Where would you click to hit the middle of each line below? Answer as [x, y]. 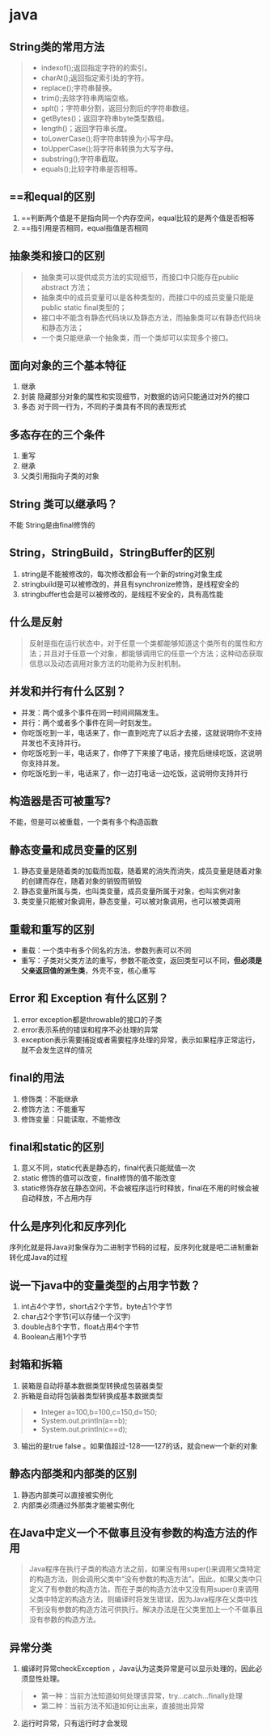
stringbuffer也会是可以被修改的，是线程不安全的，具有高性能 [122, 594]
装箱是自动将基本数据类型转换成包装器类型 [92, 1385]
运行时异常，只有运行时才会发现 [74, 1723]
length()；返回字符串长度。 [86, 128]
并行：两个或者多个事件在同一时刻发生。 [88, 723]
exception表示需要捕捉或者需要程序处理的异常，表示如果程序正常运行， [140, 1039]
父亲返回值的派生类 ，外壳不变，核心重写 [88, 970]
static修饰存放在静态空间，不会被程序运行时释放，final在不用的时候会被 [140, 1188]
